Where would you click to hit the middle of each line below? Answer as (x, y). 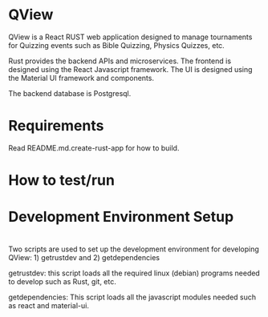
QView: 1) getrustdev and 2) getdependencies (84, 258)
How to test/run (61, 181)
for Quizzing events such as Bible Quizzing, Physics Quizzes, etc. (116, 45)
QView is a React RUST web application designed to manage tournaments (130, 37)
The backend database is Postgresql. (70, 93)
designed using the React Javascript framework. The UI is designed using (130, 69)
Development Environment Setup (121, 217)
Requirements (56, 126)
